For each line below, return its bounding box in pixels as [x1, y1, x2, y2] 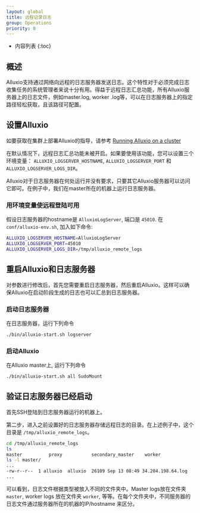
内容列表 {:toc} [14, 42, 52, 50]
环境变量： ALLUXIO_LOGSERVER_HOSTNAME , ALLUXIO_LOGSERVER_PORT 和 [6, 157, 171, 164]
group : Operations [6, 20, 52, 26]
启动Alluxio [6, 347, 39, 355]
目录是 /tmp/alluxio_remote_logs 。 [6, 428, 93, 435]
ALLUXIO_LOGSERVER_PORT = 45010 [6, 241, 82, 247]
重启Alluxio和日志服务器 [6, 264, 95, 274]
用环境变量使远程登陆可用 [6, 201, 80, 209]
